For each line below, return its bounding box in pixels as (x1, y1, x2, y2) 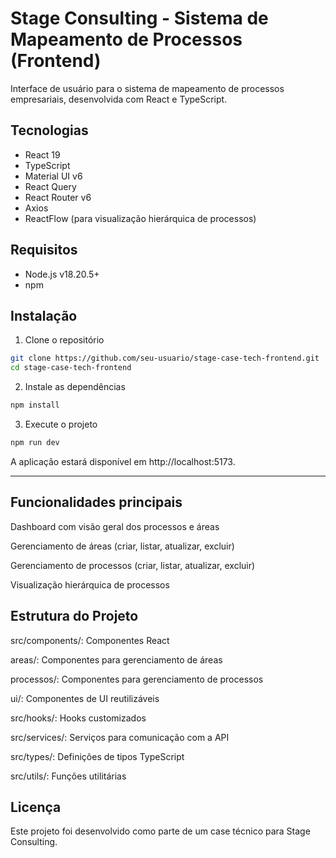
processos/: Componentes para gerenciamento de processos (10, 673, 264, 685)
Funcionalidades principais (10, 494, 183, 511)
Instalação (10, 307, 78, 324)
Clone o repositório (24, 334, 105, 346)
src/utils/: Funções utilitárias (10, 770, 127, 782)
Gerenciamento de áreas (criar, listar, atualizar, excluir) (10, 540, 235, 552)
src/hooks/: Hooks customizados (10, 712, 147, 724)
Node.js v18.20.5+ (24, 268, 100, 280)
